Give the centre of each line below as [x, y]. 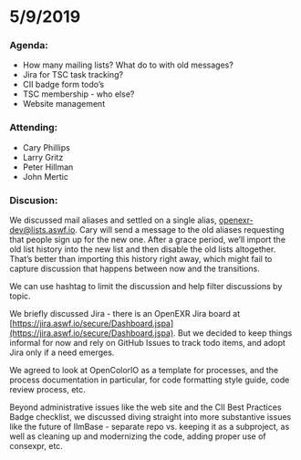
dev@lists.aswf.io [42, 230]
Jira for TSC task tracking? [73, 75]
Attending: [34, 128]
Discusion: [34, 200]
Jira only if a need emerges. [62, 352]
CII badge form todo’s [63, 85]
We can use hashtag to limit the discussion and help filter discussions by [146, 287]
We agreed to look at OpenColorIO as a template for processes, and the [144, 371]
